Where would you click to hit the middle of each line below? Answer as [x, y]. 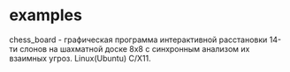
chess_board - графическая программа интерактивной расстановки [138, 40]
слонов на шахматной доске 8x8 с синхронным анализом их [134, 48]
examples [46, 15]
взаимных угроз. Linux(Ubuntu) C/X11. [80, 58]
